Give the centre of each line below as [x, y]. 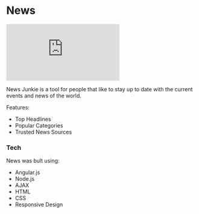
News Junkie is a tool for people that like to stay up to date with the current [99, 89]
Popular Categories [39, 125]
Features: [18, 107]
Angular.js [27, 172]
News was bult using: [33, 161]
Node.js [25, 179]
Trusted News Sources [43, 132]
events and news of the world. [44, 96]
